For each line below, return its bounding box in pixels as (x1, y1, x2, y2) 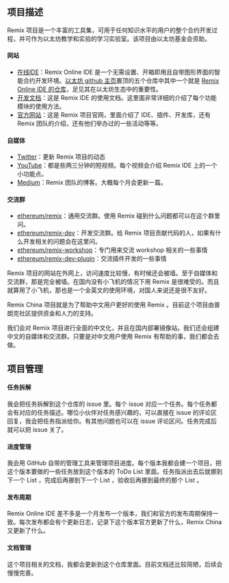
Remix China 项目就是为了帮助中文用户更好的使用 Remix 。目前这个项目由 (7, 300, 215, 309)
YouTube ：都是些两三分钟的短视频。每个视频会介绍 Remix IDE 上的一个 (16, 161, 217, 170)
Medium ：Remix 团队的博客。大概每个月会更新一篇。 (16, 179, 167, 187)
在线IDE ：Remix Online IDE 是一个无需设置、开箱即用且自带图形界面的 (16, 68, 215, 77)
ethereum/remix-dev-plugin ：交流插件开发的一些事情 (16, 255, 167, 263)
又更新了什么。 (7, 526, 49, 535)
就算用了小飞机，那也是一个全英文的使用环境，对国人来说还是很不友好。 (7, 286, 211, 294)
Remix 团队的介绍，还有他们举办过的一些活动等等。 (16, 119, 162, 128)
